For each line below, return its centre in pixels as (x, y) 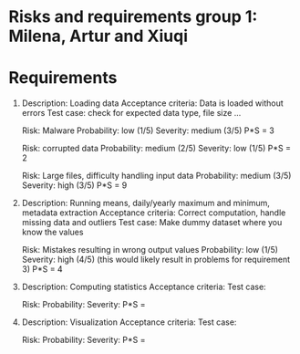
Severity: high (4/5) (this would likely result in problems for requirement (156, 260)
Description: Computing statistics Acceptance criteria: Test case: (144, 287)
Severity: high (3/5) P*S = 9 (74, 185)
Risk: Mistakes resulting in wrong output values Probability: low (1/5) (150, 250)
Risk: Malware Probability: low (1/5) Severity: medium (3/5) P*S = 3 (148, 130)
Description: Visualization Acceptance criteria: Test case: (129, 322)
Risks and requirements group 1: (133, 17)
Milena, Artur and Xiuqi (98, 36)
